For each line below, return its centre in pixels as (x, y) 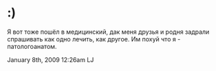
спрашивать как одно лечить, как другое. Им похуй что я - (94, 39)
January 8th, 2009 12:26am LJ (51, 59)
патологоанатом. (32, 46)
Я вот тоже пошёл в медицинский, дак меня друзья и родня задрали (108, 32)
